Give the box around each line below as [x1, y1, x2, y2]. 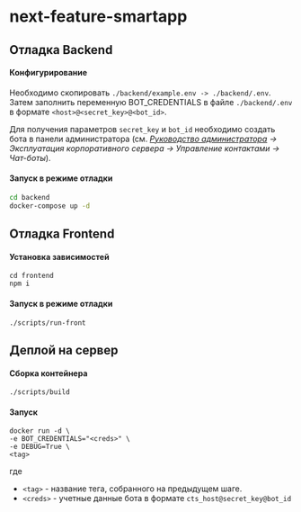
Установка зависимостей [9, 251, 110, 262]
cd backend [9, 193, 50, 202]
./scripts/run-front [9, 318, 87, 328]
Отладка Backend [9, 42, 113, 58]
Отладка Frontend [9, 227, 115, 242]
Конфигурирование [9, 67, 88, 78]
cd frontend [9, 272, 54, 281]
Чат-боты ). [9, 152, 51, 163]
